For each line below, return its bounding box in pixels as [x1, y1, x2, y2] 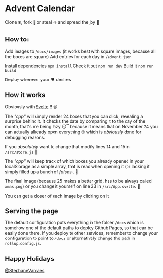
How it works [5, 91, 46, 99]
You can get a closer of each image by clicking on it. [5, 193, 110, 199]
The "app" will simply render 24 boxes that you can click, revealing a [5, 113, 143, 119]
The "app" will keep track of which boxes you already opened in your [5, 158, 144, 164]
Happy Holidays [5, 255, 54, 263]
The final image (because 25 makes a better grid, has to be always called [5, 178, 152, 184]
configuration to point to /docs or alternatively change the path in [5, 235, 135, 241]
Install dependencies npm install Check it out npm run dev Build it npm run [5, 63, 154, 69]
